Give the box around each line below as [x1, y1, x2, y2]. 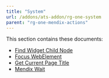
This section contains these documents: [6, 36, 103, 43]
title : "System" [6, 8, 46, 15]
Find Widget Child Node [14, 47, 73, 54]
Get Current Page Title [14, 59, 70, 66]
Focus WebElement [14, 53, 62, 60]
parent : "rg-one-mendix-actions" [6, 19, 88, 25]
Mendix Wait [14, 66, 45, 73]
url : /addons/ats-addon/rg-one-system [6, 14, 101, 20]
